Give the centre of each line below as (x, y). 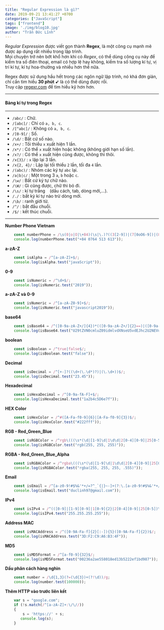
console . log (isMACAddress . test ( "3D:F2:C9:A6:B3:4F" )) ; (71, 536)
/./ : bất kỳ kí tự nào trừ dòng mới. (47, 196)
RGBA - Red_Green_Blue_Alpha (37, 454)
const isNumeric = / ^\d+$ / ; (42, 280)
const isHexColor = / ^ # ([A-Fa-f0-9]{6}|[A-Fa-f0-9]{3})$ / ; (75, 418)
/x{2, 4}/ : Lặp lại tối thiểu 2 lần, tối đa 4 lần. (57, 165)
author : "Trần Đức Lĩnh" (30, 32)
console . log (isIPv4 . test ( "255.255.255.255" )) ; (62, 514)
